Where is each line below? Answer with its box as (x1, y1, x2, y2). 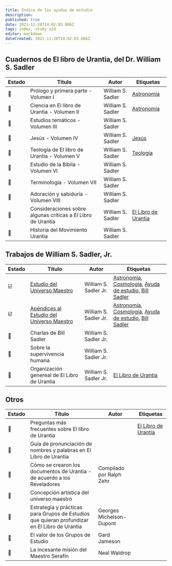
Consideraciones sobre (30, 205, 87, 212)
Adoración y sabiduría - (30, 190, 88, 198)
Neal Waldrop (98, 550, 131, 557)
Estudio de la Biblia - (30, 161, 81, 168)
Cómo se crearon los (30, 461, 80, 469)
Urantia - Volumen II (30, 108, 79, 115)
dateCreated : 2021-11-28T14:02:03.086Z (5, 36, 91, 42)
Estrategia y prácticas (30, 504, 83, 511)
